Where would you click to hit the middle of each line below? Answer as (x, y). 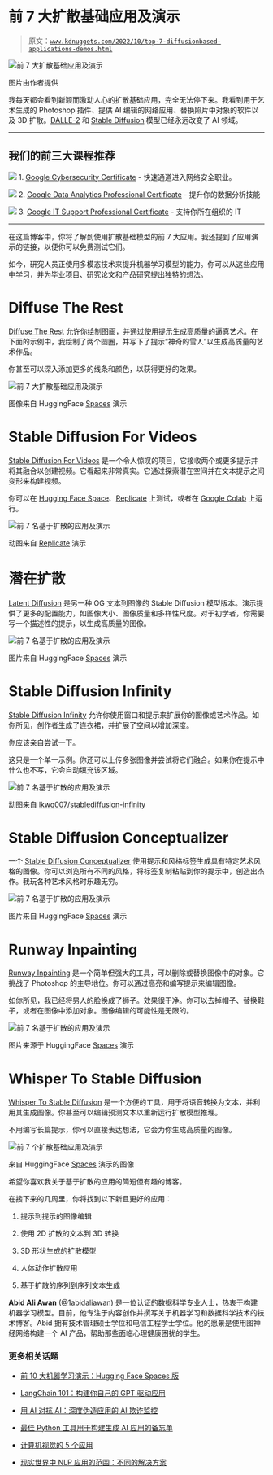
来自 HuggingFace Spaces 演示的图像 (71, 1164)
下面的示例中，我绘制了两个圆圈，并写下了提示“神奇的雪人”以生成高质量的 (133, 341)
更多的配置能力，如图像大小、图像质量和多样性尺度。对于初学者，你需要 (143, 613)
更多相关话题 (34, 1356)
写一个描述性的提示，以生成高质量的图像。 (80, 623)
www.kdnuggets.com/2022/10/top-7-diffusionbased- (136, 42)
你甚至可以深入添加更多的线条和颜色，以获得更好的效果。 (104, 369)
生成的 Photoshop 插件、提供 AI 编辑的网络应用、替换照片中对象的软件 (133, 110)
